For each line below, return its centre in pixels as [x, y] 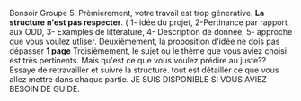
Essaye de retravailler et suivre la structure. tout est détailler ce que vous [144, 70]
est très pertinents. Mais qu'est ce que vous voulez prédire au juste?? [138, 60]
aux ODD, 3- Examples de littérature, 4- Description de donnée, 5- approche [151, 32]
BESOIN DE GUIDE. [45, 89]
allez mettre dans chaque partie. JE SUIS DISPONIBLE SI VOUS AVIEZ [138, 79]
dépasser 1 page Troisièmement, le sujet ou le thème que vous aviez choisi [148, 51]
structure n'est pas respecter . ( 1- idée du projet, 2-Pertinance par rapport [148, 22]
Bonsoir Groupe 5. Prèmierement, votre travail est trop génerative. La [137, 13]
